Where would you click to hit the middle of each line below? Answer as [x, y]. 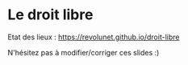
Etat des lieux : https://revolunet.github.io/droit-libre [94, 37]
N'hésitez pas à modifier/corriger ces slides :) [84, 52]
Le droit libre [50, 15]
